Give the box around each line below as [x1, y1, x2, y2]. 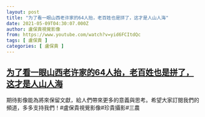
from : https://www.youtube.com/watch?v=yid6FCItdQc [6, 32, 141, 38]
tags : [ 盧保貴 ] [6, 37, 48, 43]
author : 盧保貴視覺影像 [6, 26, 61, 32]
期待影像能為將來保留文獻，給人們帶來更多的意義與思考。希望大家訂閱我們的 [6, 96, 199, 104]
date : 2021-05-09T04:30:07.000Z [6, 20, 89, 26]
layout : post [6, 9, 40, 15]
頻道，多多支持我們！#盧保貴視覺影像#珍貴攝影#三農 [6, 104, 140, 111]
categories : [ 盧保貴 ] [6, 43, 64, 50]
